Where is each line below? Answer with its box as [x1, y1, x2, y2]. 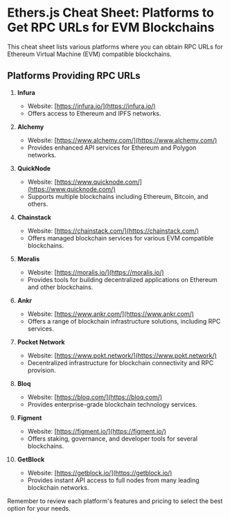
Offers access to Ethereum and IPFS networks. [27, 109, 161, 117]
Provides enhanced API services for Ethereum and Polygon [27, 143, 197, 152]
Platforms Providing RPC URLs [7, 70, 141, 82]
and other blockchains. [27, 283, 94, 291]
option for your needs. [7, 504, 71, 512]
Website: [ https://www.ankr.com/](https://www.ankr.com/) [27, 310, 194, 318]
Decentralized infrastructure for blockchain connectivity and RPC [27, 358, 214, 367]
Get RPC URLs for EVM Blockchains [7, 19, 215, 35]
